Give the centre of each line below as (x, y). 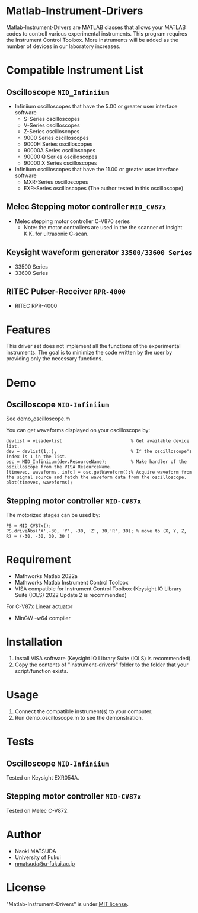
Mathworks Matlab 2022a (46, 576)
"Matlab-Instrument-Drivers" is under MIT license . (68, 904)
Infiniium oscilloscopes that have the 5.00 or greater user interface (96, 106)
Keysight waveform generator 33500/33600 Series (99, 252)
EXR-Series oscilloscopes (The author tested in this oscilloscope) (103, 188)
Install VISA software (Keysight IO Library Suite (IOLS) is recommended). (103, 658)
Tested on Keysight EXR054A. (43, 777)
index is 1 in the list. (37, 457)
